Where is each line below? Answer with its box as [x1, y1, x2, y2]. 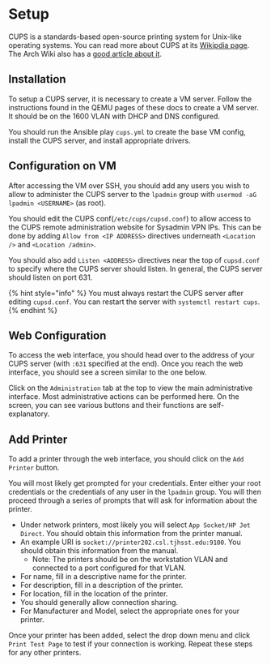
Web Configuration [8, 328, 107, 342]
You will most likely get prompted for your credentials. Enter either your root [8, 478, 261, 488]
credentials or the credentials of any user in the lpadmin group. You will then [8, 487, 261, 497]
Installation [8, 72, 66, 86]
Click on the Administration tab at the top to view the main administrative [8, 383, 253, 393]
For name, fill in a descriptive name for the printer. [19, 572, 187, 581]
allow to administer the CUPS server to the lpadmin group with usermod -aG [8, 189, 257, 199]
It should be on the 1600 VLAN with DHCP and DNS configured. [8, 111, 221, 121]
